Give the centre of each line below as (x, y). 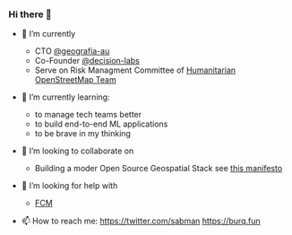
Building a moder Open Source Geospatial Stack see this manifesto (159, 169)
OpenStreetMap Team (76, 80)
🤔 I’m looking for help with (69, 186)
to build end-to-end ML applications (101, 124)
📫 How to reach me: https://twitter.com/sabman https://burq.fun (141, 221)
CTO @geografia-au (72, 51)
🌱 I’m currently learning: (65, 97)
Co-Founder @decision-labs (87, 61)
